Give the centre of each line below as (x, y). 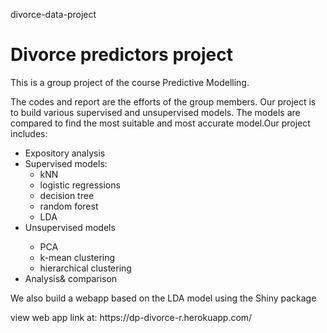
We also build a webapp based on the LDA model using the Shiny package (163, 298)
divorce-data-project (53, 14)
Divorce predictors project (121, 55)
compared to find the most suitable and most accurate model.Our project (160, 123)
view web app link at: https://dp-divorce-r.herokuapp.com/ (131, 317)
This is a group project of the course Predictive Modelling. (130, 82)
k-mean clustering (77, 257)
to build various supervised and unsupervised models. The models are (155, 112)
